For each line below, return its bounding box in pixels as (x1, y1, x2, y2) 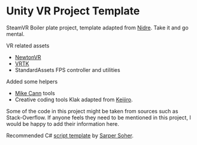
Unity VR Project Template (6, 4, 140, 18)
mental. (6, 30, 25, 37)
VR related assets (6, 42, 50, 49)
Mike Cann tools (14, 89, 55, 96)
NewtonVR (14, 53, 41, 61)
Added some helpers (6, 78, 58, 85)
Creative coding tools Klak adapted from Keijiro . (14, 96, 133, 103)
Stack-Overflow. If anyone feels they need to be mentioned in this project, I (6, 114, 192, 121)
